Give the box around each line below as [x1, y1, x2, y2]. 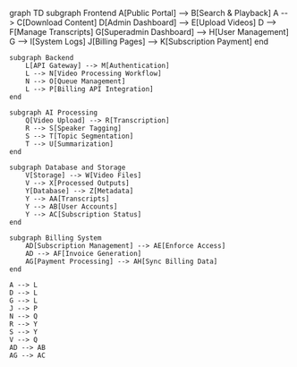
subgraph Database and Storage [9, 163, 126, 172]
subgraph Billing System [9, 234, 102, 243]
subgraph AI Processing [9, 108, 98, 117]
